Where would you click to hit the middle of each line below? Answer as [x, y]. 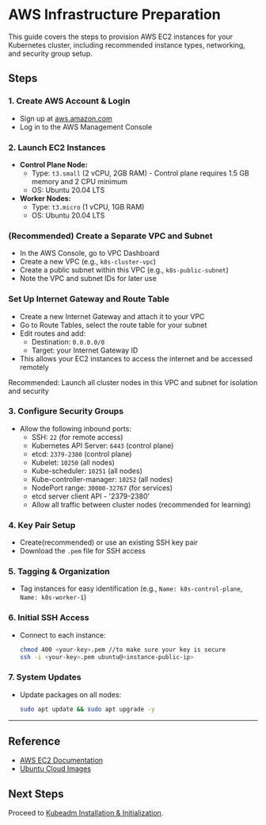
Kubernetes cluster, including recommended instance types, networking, [127, 44]
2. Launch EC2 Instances [57, 147]
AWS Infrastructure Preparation [114, 15]
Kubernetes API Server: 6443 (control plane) [103, 445]
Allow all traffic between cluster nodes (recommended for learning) [141, 504]
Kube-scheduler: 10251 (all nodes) [87, 471]
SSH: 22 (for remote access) [77, 437]
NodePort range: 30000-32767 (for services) [102, 488]
